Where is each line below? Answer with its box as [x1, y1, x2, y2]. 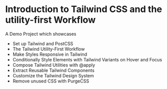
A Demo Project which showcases [5, 31, 77, 37]
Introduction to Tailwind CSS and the [5, 4, 162, 15]
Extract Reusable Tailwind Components [12, 67, 95, 73]
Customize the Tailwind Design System [12, 72, 95, 78]
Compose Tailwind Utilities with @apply [12, 62, 95, 68]
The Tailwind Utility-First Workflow [12, 46, 85, 52]
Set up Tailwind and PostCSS [12, 40, 73, 46]
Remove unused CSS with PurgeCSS [12, 78, 90, 84]
